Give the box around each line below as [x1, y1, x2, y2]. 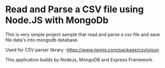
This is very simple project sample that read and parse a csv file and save [5, 31, 160, 37]
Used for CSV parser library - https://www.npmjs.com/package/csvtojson [5, 47, 159, 53]
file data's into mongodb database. [5, 37, 79, 43]
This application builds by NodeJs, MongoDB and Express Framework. [5, 56, 154, 62]
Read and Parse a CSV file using [5, 4, 144, 15]
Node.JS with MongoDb [5, 14, 109, 26]
